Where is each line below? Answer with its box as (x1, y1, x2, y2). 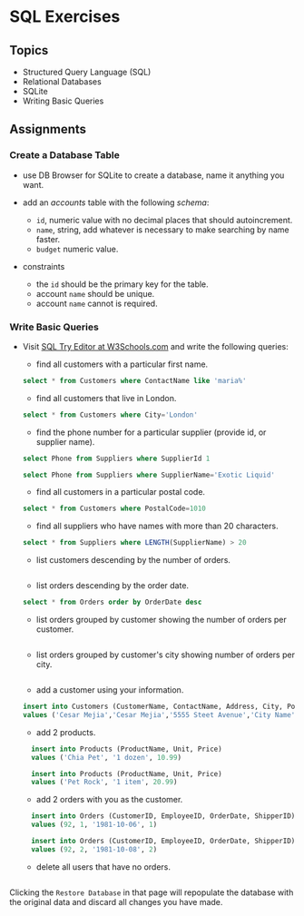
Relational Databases (22, 76, 102, 87)
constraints (22, 261, 65, 271)
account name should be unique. (35, 288, 155, 299)
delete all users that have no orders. (35, 861, 171, 872)
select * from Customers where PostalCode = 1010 (22, 504, 207, 514)
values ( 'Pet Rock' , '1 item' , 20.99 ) (31, 778, 178, 787)
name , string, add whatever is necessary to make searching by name (35, 224, 289, 235)
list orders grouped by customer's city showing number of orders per (35, 649, 295, 660)
